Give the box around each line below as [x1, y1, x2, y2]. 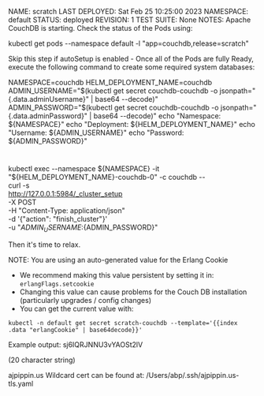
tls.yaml [8, 379, 34, 388]
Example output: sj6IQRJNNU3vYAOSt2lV [8, 339, 143, 349]
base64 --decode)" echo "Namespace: [93, 111, 221, 121]
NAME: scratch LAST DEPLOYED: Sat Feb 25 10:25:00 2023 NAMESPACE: [8, 7, 249, 16]
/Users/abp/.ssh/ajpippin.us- [146, 370, 240, 379]
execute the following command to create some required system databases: [8, 62, 255, 72]
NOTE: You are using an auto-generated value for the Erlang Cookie [8, 255, 229, 264]
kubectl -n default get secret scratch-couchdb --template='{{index [8, 319, 238, 327]
